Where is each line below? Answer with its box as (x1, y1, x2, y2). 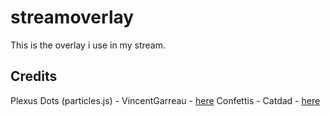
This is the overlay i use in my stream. (10, 39, 166, 51)
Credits (10, 68, 58, 85)
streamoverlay (10, 6, 135, 29)
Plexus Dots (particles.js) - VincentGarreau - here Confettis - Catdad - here (10, 94, 321, 106)
